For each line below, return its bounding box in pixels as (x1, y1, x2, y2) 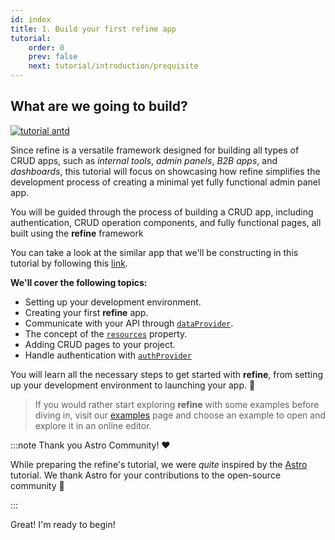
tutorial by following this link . (10, 257, 128, 269)
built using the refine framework (10, 227, 144, 239)
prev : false (28, 52, 78, 62)
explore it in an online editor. (34, 419, 152, 431)
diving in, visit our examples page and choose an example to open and (34, 409, 326, 421)
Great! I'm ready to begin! (10, 518, 116, 530)
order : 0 (28, 42, 65, 53)
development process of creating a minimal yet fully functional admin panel (10, 176, 321, 188)
